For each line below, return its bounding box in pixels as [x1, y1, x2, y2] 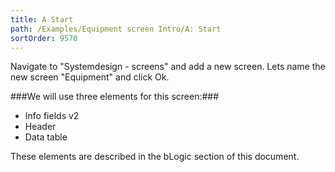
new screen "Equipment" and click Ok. [10, 71, 170, 83]
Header [24, 121, 57, 133]
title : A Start [10, 14, 74, 25]
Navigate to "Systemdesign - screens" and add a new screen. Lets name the [10, 61, 326, 73]
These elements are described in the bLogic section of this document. [10, 151, 300, 163]
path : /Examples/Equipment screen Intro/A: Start [10, 24, 222, 34]
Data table [24, 131, 68, 143]
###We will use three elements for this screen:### [10, 91, 220, 103]
